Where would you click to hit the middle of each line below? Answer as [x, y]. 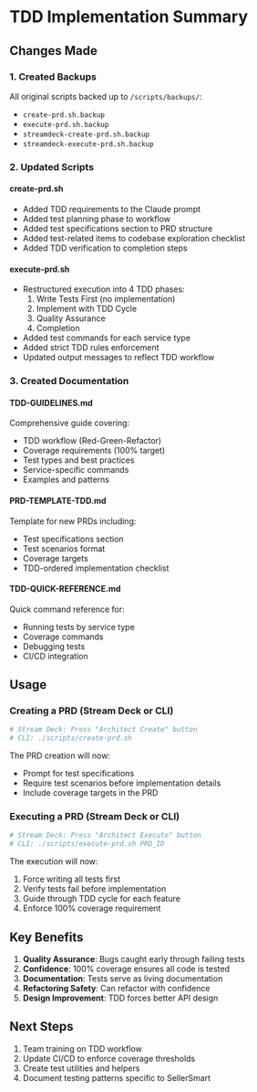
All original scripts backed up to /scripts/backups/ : [106, 96]
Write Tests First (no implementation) [106, 299]
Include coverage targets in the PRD [90, 793]
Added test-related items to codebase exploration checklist [134, 238]
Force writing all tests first [72, 879]
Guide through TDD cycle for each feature [101, 899]
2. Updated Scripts [51, 166]
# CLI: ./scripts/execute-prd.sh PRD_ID [87, 844]
